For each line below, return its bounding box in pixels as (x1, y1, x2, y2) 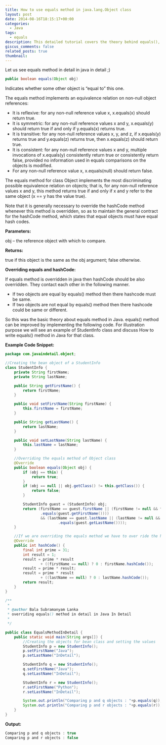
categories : (5, 21, 30, 26)
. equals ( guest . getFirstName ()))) (40, 511, 110, 516)
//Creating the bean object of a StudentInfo (5, 360, 100, 366)
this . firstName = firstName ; (23, 406, 83, 411)
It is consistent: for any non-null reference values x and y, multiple (12, 147, 147, 153)
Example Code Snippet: (5, 342, 54, 348)
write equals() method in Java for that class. (5, 333, 95, 339)
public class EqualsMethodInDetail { (5, 630, 83, 635)
